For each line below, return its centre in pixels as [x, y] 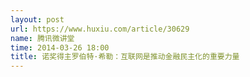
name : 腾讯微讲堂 [42, 38]
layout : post [37, 19]
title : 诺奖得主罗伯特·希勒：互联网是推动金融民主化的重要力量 [125, 57]
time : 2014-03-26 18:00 [60, 47]
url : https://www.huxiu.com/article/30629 [100, 29]
